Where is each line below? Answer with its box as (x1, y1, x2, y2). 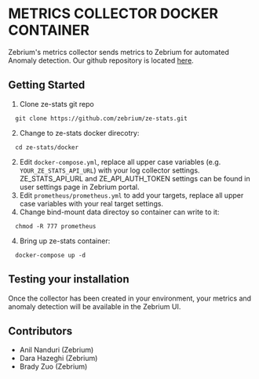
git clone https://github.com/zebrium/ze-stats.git (15, 115, 188, 122)
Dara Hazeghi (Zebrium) (19, 354, 98, 363)
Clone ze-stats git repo (19, 99, 94, 108)
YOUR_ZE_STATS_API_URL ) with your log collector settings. (19, 166, 200, 175)
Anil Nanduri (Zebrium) (19, 345, 94, 355)
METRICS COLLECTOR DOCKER (8, 5, 218, 23)
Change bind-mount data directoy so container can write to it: (19, 207, 220, 217)
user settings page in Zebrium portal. (19, 182, 140, 191)
